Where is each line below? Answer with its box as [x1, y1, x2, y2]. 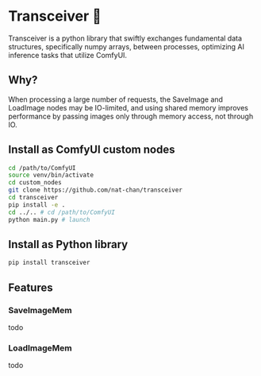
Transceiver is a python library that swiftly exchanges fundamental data [8, 33, 243, 43]
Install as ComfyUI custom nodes [8, 143, 175, 157]
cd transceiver [8, 194, 59, 202]
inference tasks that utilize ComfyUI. [8, 50, 128, 60]
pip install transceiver [8, 258, 90, 267]
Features [8, 281, 53, 294]
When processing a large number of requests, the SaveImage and [8, 95, 224, 104]
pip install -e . [8, 200, 66, 209]
